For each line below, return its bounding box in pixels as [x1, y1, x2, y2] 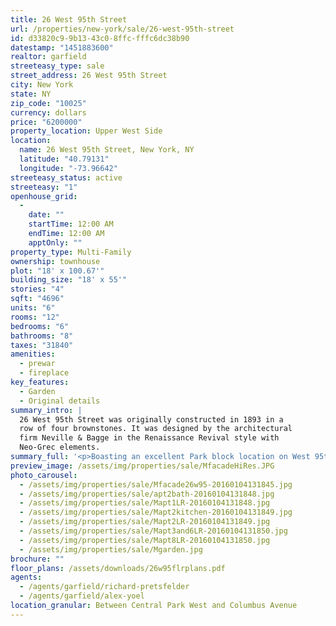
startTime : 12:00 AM [28, 219, 114, 230]
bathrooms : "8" [10, 331, 74, 341]
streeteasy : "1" [10, 182, 78, 192]
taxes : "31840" [10, 340, 74, 350]
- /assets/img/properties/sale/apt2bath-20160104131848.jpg [19, 489, 275, 499]
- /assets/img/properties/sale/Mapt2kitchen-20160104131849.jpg [19, 507, 293, 518]
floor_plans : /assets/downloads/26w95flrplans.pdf [10, 563, 226, 573]
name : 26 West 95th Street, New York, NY [19, 145, 195, 155]
